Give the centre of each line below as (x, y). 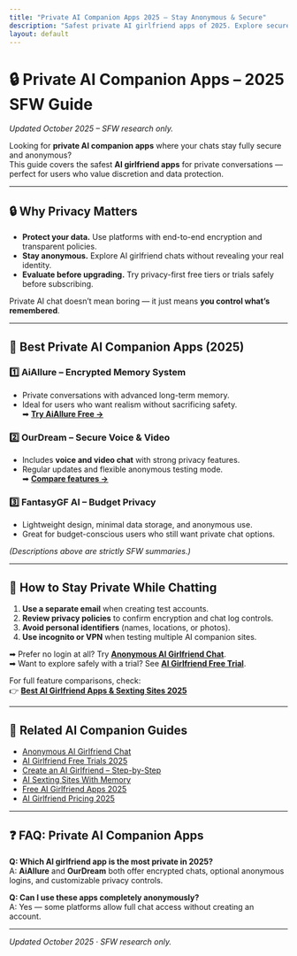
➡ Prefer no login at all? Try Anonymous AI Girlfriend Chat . (118, 654)
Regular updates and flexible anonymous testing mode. (122, 469)
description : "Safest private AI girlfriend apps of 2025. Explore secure (150, 26)
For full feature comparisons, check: (75, 681)
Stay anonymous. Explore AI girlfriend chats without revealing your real (153, 256)
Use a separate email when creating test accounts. (115, 609)
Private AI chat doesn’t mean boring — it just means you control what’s (140, 301)
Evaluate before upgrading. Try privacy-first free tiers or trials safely (148, 274)
